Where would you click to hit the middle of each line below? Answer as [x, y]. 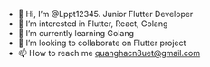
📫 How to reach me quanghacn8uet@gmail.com [109, 53]
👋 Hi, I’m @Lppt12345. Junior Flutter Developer [105, 14]
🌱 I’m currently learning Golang [76, 33]
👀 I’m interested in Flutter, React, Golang [93, 24]
